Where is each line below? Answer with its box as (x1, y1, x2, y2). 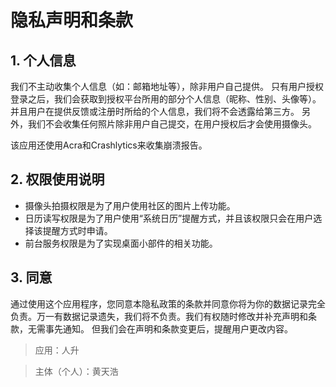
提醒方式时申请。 (42, 224, 113, 236)
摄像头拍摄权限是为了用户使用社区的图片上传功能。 (24, 199, 236, 211)
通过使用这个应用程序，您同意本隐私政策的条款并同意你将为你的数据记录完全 (10, 297, 326, 310)
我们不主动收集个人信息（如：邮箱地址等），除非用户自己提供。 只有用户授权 (10, 81, 324, 92)
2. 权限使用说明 (10, 171, 105, 188)
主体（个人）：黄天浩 (34, 365, 119, 377)
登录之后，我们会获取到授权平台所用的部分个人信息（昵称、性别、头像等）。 (10, 93, 322, 105)
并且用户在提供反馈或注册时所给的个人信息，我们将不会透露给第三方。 (10, 106, 300, 117)
